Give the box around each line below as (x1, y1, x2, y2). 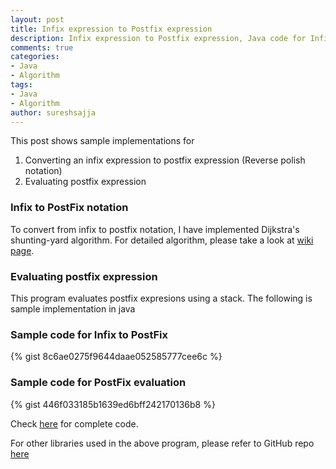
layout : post (10, 14, 65, 25)
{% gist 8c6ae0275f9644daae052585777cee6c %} (10, 351, 223, 363)
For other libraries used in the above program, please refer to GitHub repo (10, 437, 315, 449)
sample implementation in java (10, 302, 136, 315)
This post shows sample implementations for (10, 135, 195, 147)
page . (10, 244, 35, 256)
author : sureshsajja (10, 107, 97, 118)
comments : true (10, 42, 74, 53)
